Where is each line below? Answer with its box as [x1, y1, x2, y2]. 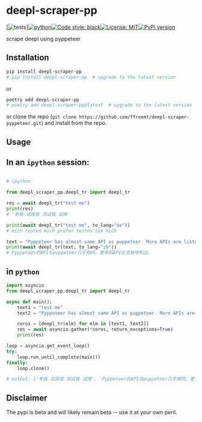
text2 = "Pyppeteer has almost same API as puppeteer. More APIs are [17, 310, 195, 316]
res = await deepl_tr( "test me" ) [6, 200, 90, 206]
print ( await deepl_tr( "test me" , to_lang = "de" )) [6, 222, 130, 228]
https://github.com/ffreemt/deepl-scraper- [79, 114, 190, 120]
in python [6, 266, 40, 277]
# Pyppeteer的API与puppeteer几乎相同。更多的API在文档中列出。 [6, 250, 153, 256]
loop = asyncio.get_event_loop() [6, 343, 90, 349]
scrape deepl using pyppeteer [6, 35, 81, 42]
